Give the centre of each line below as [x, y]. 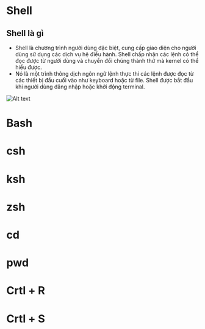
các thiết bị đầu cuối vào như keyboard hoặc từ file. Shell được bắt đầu [104, 80]
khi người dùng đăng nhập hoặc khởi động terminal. [80, 87]
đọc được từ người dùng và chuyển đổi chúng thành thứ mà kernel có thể [107, 61]
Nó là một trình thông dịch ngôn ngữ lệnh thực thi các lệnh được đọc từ [104, 74]
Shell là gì [25, 33]
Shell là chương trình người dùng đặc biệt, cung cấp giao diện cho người [106, 48]
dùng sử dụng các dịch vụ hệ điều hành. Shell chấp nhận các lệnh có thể [107, 54]
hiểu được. [28, 67]
